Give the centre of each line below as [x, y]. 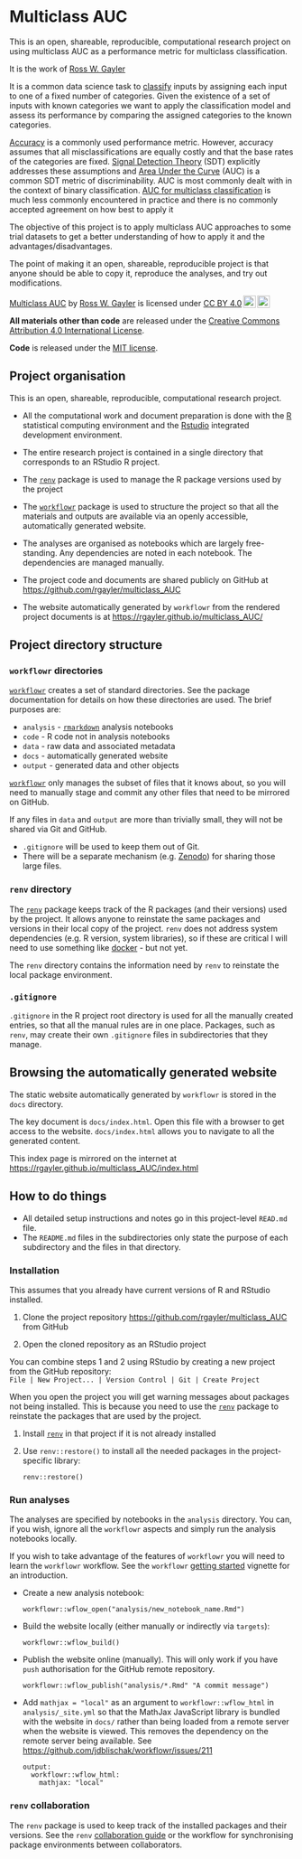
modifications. [36, 283]
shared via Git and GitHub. [58, 830]
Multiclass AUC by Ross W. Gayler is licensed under [105, 303]
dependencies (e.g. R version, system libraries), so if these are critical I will [149, 938]
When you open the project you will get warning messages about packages [150, 1396]
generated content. [45, 1141]
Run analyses [40, 1499]
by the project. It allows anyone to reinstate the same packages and [135, 918]
